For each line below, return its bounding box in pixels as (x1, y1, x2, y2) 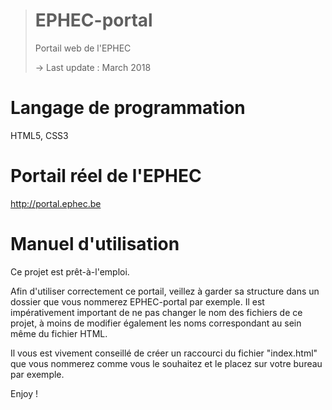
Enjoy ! (10, 387, 39, 399)
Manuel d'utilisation (10, 233, 180, 255)
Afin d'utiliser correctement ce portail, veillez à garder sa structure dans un (10, 285, 320, 297)
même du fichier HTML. (10, 327, 108, 339)
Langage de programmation (10, 97, 246, 119)
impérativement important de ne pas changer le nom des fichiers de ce (10, 306, 303, 318)
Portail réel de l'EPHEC (10, 165, 202, 188)
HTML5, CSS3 (10, 129, 69, 141)
